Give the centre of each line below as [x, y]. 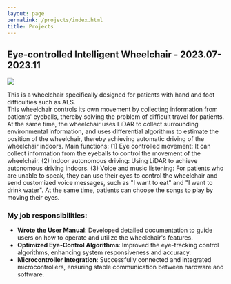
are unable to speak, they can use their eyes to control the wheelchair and [112, 176]
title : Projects [30, 26]
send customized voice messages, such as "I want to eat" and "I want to [110, 183]
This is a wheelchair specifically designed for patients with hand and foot [111, 95]
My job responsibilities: [47, 216]
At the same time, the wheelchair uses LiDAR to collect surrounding [103, 124]
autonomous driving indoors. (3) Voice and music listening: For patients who [115, 168]
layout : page [26, 13]
